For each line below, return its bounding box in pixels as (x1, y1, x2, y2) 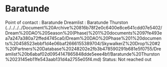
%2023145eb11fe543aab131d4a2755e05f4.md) (5, 56, 102, 62)
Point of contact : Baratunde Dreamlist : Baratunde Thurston (5, 19, 129, 25)
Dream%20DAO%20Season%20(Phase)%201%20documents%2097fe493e (5, 30, 162, 36)
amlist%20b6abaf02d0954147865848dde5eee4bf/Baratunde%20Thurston (5, 51, 160, 57)
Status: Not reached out (102, 56, 152, 62)
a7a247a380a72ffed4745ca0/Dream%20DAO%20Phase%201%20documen (5, 35, 162, 41)
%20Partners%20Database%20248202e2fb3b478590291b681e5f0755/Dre (5, 46, 162, 52)
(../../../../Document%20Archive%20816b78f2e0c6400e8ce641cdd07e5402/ (5, 24, 163, 30)
